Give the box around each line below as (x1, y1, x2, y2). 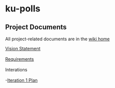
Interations (5, 67, 28, 73)
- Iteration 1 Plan (5, 78, 38, 83)
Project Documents (5, 23, 67, 31)
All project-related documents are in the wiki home (5, 36, 110, 42)
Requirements (5, 56, 34, 62)
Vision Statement (5, 46, 41, 51)
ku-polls (5, 3, 41, 14)
